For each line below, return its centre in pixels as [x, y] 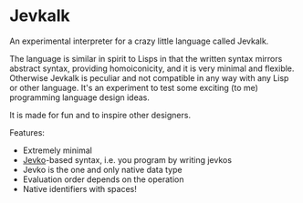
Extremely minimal [57, 150]
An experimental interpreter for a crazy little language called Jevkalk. [139, 41]
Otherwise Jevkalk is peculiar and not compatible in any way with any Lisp [149, 77]
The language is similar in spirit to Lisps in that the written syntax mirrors [146, 58]
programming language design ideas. [80, 97]
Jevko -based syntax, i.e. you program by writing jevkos [127, 159]
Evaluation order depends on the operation [103, 179]
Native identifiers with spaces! [79, 188]
